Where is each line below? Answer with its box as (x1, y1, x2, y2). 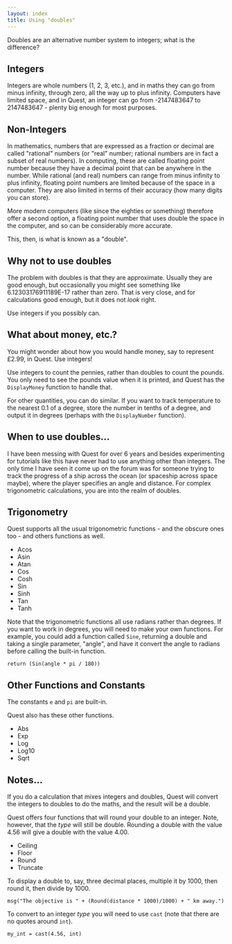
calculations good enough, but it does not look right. (7, 295, 157, 303)
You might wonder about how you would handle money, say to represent (7, 347, 214, 355)
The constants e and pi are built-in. (7, 697, 108, 706)
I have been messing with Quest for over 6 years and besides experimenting (7, 449, 225, 458)
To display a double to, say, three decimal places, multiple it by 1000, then (7, 877, 218, 885)
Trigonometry (7, 506, 69, 518)
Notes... (7, 774, 43, 786)
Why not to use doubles (7, 255, 112, 267)
